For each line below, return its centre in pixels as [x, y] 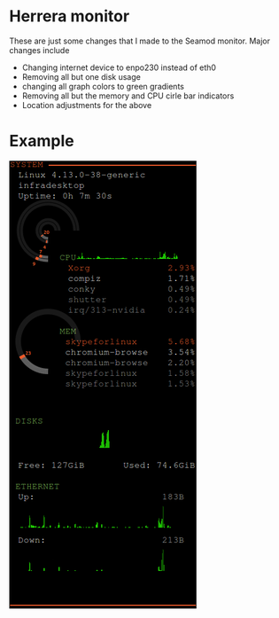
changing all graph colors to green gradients [103, 86]
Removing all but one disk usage [81, 76]
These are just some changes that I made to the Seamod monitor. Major [140, 41]
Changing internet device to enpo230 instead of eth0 [119, 67]
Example [42, 141]
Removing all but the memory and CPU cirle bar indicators [128, 96]
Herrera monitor [70, 16]
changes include [39, 50]
